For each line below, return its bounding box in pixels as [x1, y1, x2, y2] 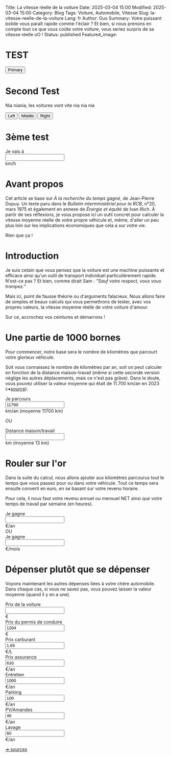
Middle [21, 113, 34, 119]
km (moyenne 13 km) [5, 439, 50, 446]
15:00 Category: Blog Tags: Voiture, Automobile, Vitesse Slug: [19, 10, 150, 16]
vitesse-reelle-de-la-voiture [5, 15, 64, 21]
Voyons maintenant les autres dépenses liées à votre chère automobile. [5, 580, 156, 586]
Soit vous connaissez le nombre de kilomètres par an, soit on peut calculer [5, 364, 162, 370]
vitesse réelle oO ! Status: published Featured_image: [5, 32, 117, 37]
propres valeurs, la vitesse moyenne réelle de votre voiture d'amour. [5, 304, 149, 310]
